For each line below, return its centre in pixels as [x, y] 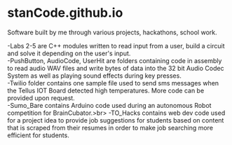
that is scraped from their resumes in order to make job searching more [110, 127]
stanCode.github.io [65, 13]
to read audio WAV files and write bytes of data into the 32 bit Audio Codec [116, 68]
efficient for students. [39, 135]
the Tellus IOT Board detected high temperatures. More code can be [106, 90]
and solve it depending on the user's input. [69, 53]
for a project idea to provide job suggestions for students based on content [116, 120]
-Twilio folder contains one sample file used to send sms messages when [113, 83]
